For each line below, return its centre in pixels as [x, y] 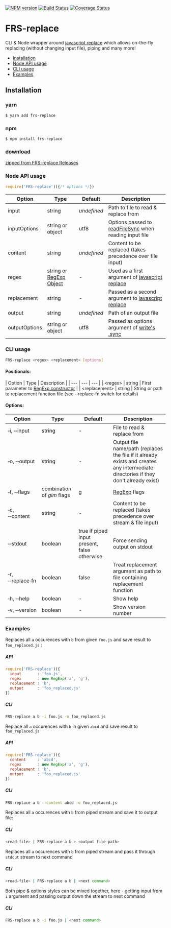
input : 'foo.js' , [36, 674]
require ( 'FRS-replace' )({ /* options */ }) [50, 186]
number [122, 613]
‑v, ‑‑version [22, 610]
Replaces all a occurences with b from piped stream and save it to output [81, 813]
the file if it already [135, 455]
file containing [130, 577]
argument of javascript [135, 277]
